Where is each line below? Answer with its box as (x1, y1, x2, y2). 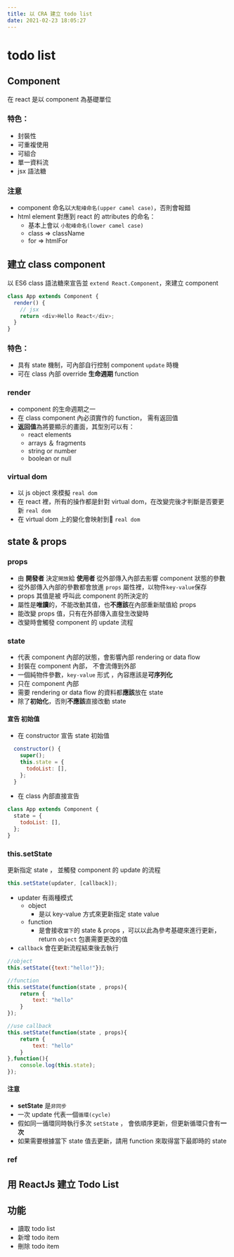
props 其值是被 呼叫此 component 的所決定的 (17, 591, 149, 600)
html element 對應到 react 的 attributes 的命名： (17, 212, 156, 221)
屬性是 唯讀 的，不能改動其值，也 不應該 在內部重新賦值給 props (17, 600, 197, 608)
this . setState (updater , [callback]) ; (7, 880, 118, 887)
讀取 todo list (17, 1225, 56, 1233)
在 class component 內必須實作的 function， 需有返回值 (17, 413, 178, 422)
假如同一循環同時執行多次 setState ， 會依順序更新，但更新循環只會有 (17, 1119, 221, 1128)
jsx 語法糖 (17, 166, 47, 175)
